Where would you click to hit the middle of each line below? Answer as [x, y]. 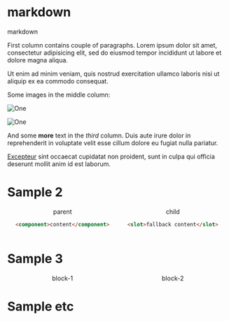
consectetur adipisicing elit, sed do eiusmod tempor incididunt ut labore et [114, 53]
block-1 [63, 278]
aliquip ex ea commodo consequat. [58, 81]
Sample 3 [35, 258]
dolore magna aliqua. [38, 60]
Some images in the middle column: [59, 95]
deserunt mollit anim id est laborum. [59, 164]
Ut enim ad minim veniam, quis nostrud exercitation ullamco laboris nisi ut [113, 74]
